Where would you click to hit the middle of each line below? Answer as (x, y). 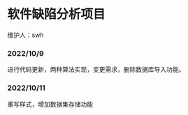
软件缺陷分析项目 (57, 14)
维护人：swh (26, 35)
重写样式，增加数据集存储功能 (50, 104)
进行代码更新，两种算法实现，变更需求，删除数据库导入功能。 (96, 70)
